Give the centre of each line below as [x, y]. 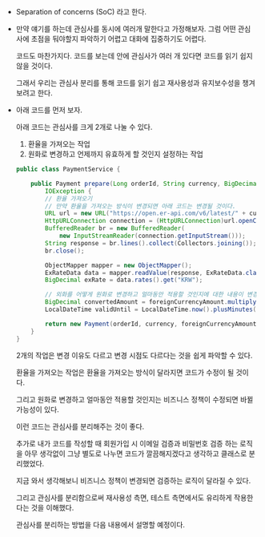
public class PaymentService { [68, 169]
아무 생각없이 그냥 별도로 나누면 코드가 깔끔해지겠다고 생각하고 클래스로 [136, 453]
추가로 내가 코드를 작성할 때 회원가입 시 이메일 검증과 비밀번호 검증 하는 [127, 443]
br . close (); [65, 251]
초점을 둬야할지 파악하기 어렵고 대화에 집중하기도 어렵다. [118, 39]
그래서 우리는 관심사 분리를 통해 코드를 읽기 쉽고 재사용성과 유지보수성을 [128, 83]
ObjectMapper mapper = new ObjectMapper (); [118, 265]
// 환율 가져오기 [69, 199]
